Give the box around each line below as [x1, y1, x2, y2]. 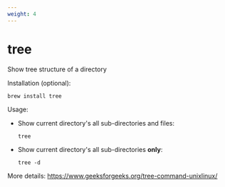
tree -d [17, 158, 41, 166]
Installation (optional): [7, 79, 71, 87]
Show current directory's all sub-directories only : [17, 145, 163, 153]
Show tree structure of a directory [7, 65, 107, 74]
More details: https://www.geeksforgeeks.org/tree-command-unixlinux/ [7, 171, 218, 180]
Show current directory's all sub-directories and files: [17, 118, 174, 127]
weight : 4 [7, 10, 37, 18]
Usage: [7, 105, 28, 113]
